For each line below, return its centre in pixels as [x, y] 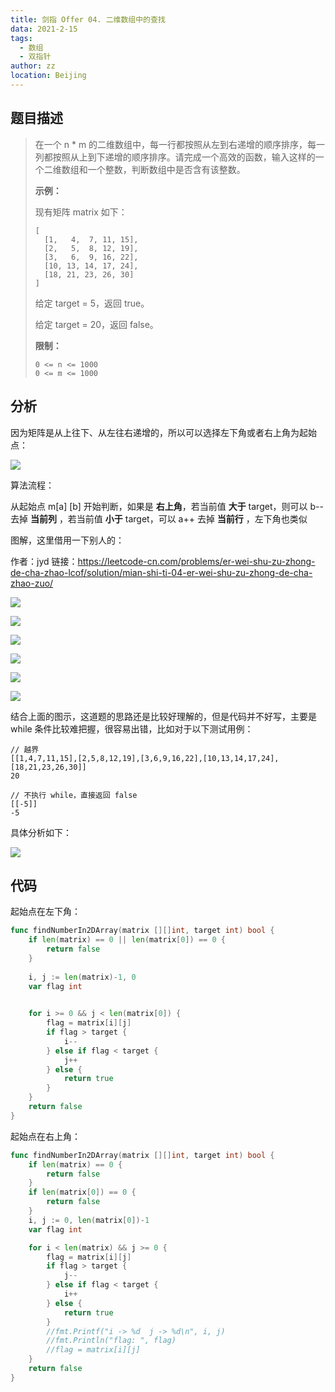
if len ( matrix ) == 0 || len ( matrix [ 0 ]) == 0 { [127, 940]
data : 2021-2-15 [44, 29]
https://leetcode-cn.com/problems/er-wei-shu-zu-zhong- [196, 561]
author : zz [33, 66]
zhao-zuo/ [32, 583]
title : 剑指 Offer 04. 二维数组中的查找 [88, 19]
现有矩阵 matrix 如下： [81, 212]
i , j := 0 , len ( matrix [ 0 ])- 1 [89, 1220]
